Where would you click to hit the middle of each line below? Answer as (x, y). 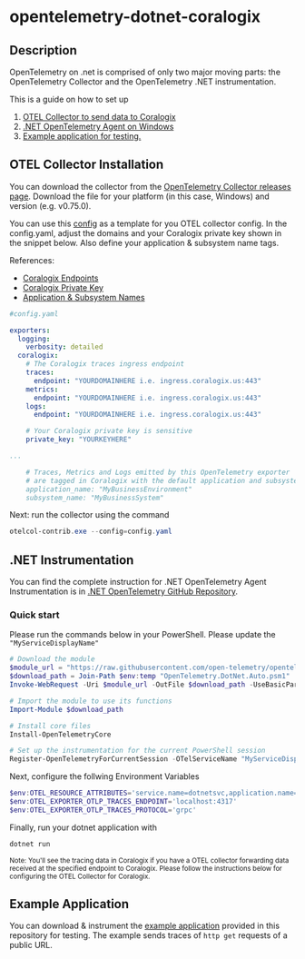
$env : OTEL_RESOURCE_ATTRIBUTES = (70, 793)
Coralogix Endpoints (60, 278)
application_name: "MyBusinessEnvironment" (109, 489)
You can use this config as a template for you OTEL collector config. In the (148, 223)
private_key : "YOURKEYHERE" (79, 440)
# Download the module (52, 659)
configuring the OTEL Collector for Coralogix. (80, 876)
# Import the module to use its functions (91, 701)
